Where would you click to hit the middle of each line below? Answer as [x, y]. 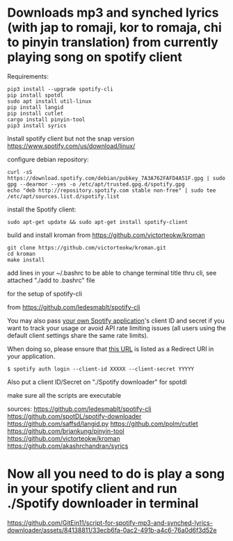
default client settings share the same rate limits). [78, 335]
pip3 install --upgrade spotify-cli [60, 89]
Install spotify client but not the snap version [71, 138]
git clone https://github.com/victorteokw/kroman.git [87, 248]
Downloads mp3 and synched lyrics [113, 13]
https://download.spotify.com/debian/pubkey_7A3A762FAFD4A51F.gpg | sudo [116, 178]
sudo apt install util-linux [49, 101]
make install [26, 260]
